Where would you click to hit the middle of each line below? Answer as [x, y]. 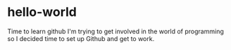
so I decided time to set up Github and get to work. [81, 38]
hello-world [42, 12]
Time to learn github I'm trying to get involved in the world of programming [115, 31]
